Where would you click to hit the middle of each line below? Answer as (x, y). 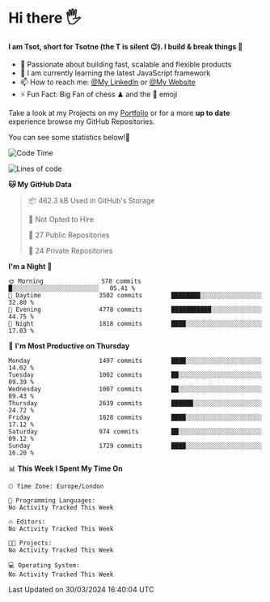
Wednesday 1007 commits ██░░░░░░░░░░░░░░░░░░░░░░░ (135, 389)
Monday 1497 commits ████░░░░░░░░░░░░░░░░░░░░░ (135, 361)
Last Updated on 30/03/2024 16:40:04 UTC (81, 590)
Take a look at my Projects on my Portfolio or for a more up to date (119, 113)
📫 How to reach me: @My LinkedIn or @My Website (108, 82)
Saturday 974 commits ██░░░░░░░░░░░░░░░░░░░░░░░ (135, 432)
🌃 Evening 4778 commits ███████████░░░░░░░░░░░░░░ (135, 310)
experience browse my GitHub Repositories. (82, 122)
